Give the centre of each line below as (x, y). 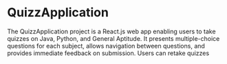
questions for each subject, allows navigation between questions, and (106, 46)
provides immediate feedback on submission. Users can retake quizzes (108, 53)
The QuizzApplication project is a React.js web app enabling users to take (111, 31)
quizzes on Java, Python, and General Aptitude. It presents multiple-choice (113, 38)
